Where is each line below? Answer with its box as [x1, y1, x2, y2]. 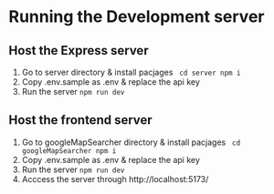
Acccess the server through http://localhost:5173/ [21, 173, 209, 184]
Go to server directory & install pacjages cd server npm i [21, 66, 241, 77]
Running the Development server [8, 6, 265, 27]
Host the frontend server [8, 112, 153, 128]
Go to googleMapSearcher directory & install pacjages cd [21, 137, 241, 148]
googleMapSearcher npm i [21, 146, 117, 156]
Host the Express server [8, 43, 149, 58]
